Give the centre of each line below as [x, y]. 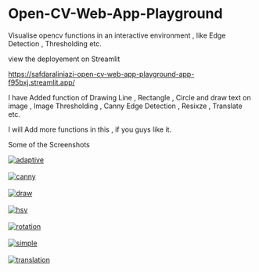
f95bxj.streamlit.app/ [42, 82]
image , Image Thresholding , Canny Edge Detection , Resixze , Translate [125, 106]
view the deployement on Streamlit [64, 59]
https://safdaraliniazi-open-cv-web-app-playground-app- [101, 74]
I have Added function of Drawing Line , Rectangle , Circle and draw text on [130, 97]
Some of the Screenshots [49, 144]
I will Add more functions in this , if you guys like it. [90, 129]
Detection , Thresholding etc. [55, 43]
